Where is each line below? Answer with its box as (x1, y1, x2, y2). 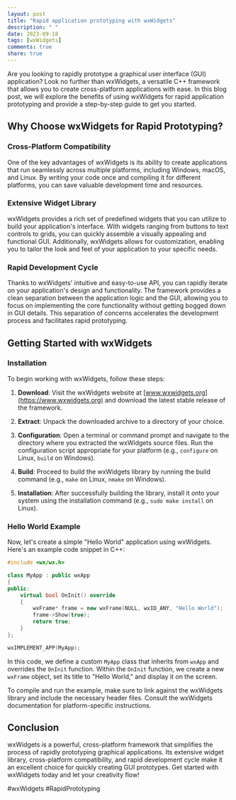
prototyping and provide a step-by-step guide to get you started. (7, 100, 196, 108)
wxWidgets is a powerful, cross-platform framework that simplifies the (7, 740, 213, 749)
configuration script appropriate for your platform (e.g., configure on (17, 446, 218, 454)
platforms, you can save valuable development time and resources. (7, 181, 203, 189)
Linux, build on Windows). (17, 453, 96, 462)
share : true (7, 50, 43, 58)
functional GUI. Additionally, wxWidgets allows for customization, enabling (7, 237, 225, 245)
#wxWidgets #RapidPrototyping (7, 784, 101, 793)
